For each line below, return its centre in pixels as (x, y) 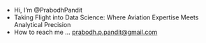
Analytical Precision (42, 25)
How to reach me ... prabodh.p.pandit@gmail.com (86, 32)
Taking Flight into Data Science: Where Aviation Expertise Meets (106, 17)
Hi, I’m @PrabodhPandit (48, 10)
